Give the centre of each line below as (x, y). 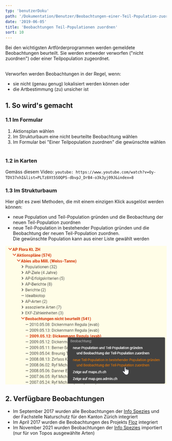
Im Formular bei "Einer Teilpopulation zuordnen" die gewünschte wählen (89, 142)
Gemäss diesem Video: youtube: (39, 172)
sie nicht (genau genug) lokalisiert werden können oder (71, 84)
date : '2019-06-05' (26, 22)
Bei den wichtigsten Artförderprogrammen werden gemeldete (70, 48)
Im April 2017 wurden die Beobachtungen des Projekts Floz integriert (85, 422)
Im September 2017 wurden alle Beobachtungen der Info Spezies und (86, 411)
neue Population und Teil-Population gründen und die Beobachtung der (88, 217)
